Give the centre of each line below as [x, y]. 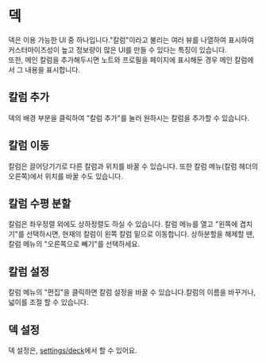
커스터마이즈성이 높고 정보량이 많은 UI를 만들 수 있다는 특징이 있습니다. [118, 49]
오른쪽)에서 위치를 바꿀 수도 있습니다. [66, 176]
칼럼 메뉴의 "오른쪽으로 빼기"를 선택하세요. [74, 244]
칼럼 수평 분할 [40, 203]
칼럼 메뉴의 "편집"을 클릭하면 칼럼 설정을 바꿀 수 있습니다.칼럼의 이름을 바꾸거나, [132, 292]
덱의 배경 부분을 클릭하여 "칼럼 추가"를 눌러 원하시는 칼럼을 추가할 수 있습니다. [129, 118]
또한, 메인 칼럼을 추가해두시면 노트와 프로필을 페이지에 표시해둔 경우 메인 [120, 60]
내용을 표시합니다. [53, 69]
